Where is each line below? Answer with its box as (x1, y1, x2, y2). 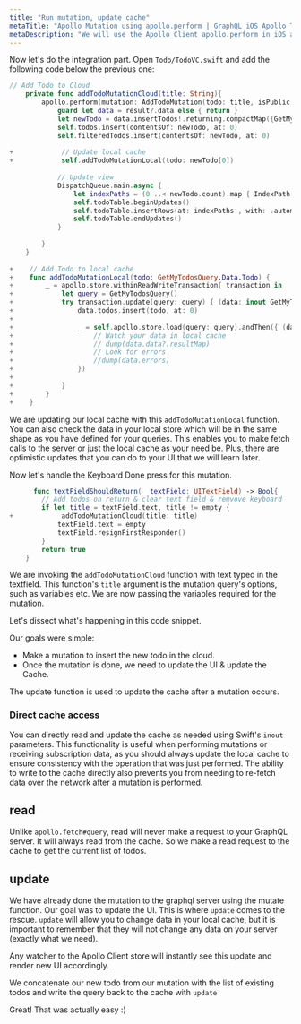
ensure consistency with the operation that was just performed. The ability (9, 758, 284, 769)
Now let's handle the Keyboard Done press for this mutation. (9, 469, 233, 480)
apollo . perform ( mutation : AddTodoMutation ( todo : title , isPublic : (41, 98, 295, 108)
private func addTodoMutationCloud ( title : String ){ (25, 90, 222, 99)
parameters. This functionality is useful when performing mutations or (9, 738, 268, 749)
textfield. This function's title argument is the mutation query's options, (9, 579, 278, 589)
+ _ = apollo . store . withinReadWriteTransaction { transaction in (9, 281, 282, 290)
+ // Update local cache (9, 148, 146, 157)
